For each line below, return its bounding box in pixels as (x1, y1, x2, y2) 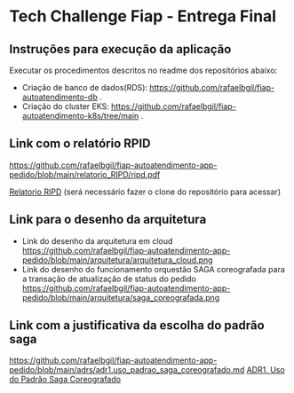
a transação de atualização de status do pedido (21, 273, 197, 284)
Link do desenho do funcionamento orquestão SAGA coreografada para (21, 263, 286, 274)
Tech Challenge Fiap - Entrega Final (9, 6, 277, 27)
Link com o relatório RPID (9, 136, 151, 152)
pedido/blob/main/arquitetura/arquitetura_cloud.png (21, 255, 213, 265)
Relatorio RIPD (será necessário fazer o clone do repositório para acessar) (9, 186, 282, 197)
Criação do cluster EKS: (21, 101, 109, 112)
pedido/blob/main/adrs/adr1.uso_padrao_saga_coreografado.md (9, 365, 245, 375)
